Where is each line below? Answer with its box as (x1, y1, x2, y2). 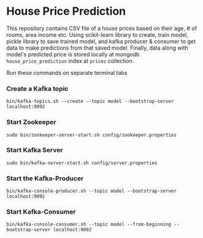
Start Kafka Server (6, 146, 63, 155)
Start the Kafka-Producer (6, 174, 84, 182)
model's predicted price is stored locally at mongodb (6, 50, 140, 58)
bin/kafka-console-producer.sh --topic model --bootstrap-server (6, 188, 177, 194)
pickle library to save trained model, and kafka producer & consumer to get (6, 37, 196, 45)
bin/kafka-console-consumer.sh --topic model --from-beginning (6, 221, 172, 228)
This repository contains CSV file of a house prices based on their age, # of (6, 25, 197, 32)
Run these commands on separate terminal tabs (6, 69, 128, 76)
